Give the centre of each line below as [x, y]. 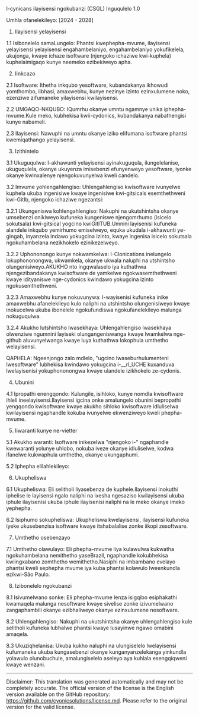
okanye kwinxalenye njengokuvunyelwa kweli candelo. [73, 175]
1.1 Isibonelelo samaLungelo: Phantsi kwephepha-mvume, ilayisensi [88, 43]
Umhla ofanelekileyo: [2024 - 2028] [50, 20]
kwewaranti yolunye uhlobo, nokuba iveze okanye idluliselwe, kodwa [90, 448]
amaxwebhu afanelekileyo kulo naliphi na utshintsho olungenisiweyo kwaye [98, 303]
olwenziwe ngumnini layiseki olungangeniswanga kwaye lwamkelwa [89, 334]
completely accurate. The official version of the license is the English [90, 688]
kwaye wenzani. [26, 664]
